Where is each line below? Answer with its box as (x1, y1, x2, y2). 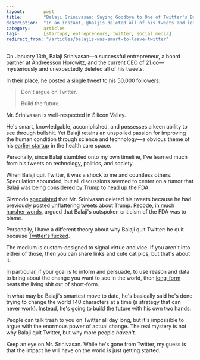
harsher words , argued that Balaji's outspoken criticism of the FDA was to (6, 208, 186, 215)
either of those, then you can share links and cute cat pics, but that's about (6, 251, 190, 257)
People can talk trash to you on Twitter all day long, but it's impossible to (6, 317, 185, 323)
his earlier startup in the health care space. (6, 142, 112, 149)
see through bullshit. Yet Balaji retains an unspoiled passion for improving (6, 129, 186, 136)
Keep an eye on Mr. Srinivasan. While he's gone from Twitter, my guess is (6, 340, 186, 348)
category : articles (6, 25, 65, 32)
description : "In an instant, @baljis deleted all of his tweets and (6, 20, 185, 26)
